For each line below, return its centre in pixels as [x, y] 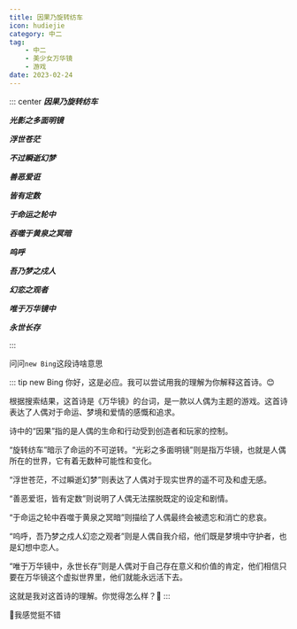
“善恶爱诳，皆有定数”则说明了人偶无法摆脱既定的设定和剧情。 [121, 498]
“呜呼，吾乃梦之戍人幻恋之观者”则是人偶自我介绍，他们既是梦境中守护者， [145, 536]
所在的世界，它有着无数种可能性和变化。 [83, 461]
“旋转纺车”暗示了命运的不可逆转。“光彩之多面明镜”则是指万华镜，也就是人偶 [148, 449]
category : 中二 [36, 34]
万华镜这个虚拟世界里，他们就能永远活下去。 [106, 577]
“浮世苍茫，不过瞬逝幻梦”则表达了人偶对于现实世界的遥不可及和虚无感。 [141, 479]
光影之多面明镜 [36, 120]
